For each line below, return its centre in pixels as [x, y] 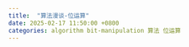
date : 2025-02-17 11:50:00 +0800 [64, 23]
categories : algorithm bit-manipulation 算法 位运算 [94, 30]
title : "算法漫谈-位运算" [49, 16]
